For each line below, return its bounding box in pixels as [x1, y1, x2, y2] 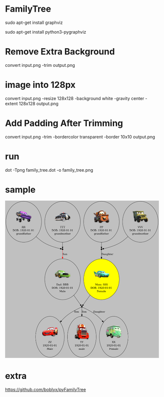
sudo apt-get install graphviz [5, 20, 63, 25]
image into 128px [5, 79, 76, 91]
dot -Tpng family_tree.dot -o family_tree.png [5, 167, 94, 173]
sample [5, 184, 36, 195]
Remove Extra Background [5, 46, 115, 57]
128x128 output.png [19, 100, 59, 106]
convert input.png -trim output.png [5, 62, 75, 68]
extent [5, 100, 18, 106]
